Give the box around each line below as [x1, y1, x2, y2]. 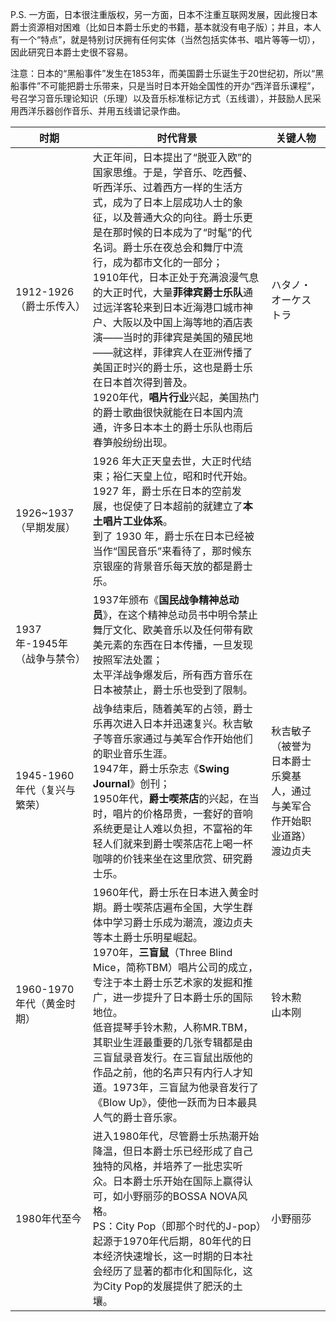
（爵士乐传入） [15, 299, 87, 313]
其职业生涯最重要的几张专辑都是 [92, 1036, 243, 1049]
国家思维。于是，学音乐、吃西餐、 [92, 166, 253, 179]
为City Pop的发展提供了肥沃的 [92, 1279, 233, 1293]
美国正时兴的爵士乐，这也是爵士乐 [92, 361, 253, 374]
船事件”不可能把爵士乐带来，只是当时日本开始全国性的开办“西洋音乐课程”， [10, 80, 320, 92]
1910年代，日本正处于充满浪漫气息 [92, 271, 260, 284]
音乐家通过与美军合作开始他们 [112, 732, 253, 745]
